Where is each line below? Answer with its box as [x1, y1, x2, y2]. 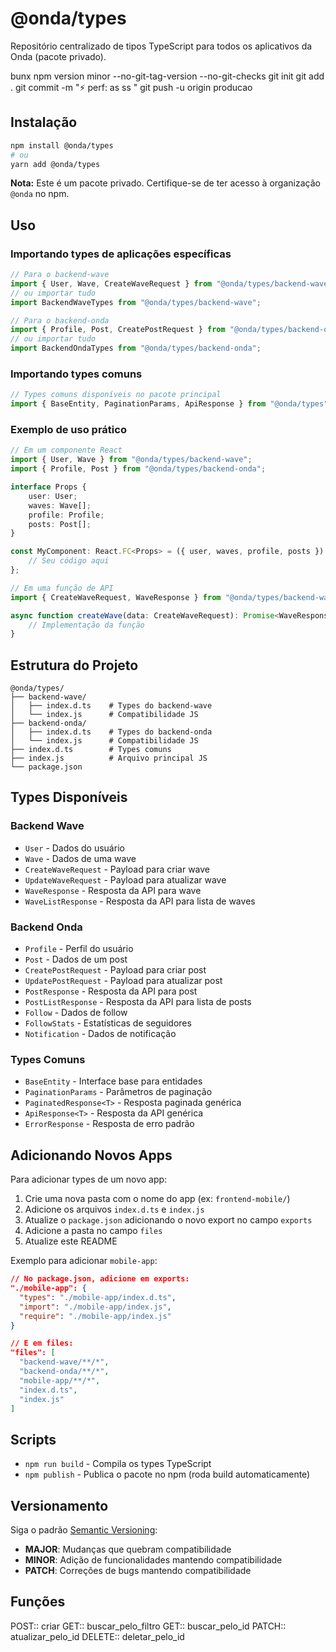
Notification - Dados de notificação [24, 1028, 177, 1040]
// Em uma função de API [10, 583, 114, 593]
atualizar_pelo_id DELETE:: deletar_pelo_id [10, 1630, 185, 1642]
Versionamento [10, 1497, 109, 1514]
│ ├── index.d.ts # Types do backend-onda [10, 727, 213, 737]
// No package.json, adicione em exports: [10, 1274, 190, 1284]
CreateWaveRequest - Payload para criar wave [24, 863, 211, 875]
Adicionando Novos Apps [10, 1147, 173, 1164]
